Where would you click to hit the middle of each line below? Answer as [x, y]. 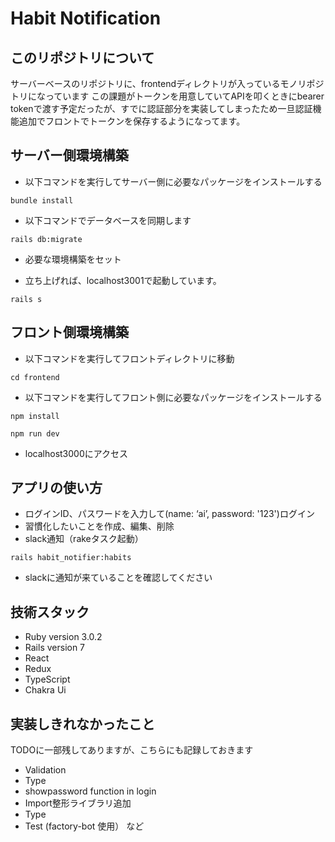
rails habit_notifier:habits [71, 558]
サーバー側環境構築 [69, 155]
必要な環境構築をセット [73, 259]
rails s [26, 299]
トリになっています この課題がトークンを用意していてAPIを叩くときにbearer [167, 96]
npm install [35, 416]
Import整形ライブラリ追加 [78, 803]
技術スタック [50, 612]
